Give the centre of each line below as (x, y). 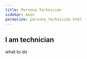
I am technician (30, 40)
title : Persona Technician (33, 10)
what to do (16, 52)
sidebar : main (20, 15)
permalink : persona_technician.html (43, 19)
